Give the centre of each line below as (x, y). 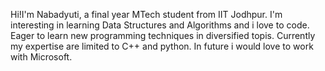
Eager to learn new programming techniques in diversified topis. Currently (163, 35)
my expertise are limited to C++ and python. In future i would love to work (162, 46)
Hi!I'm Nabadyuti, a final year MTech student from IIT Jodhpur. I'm (146, 14)
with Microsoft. (41, 57)
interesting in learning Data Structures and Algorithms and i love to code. (160, 25)
